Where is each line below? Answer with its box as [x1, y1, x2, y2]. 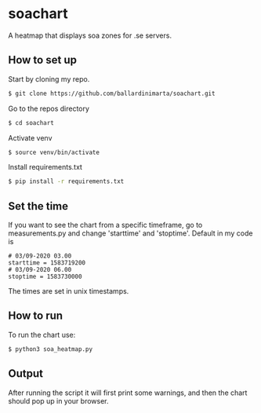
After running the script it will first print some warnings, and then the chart [8, 388, 248, 397]
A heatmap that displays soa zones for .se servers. [8, 31, 172, 40]
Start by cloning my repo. [8, 74, 90, 83]
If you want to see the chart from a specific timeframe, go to [8, 221, 203, 230]
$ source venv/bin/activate [8, 148, 100, 156]
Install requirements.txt [8, 163, 82, 172]
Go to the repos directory [8, 104, 90, 113]
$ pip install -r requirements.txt [8, 177, 125, 185]
